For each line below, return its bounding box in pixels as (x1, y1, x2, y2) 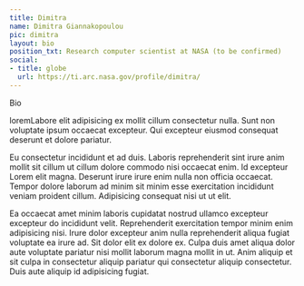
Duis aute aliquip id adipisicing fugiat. (9, 265, 150, 277)
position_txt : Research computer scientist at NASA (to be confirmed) (9, 47, 282, 56)
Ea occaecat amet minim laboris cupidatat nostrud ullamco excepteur (9, 208, 269, 219)
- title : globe (9, 64, 67, 74)
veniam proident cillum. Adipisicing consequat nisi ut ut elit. (9, 190, 231, 201)
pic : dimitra (9, 30, 59, 39)
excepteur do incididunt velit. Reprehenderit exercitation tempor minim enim (9, 217, 293, 228)
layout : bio (9, 38, 54, 48)
